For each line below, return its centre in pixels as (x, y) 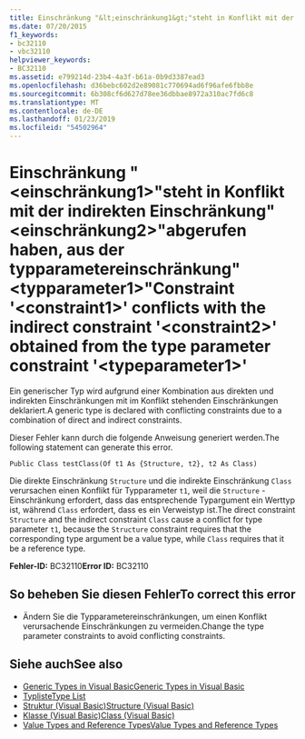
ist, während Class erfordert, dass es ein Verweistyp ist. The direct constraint (152, 509)
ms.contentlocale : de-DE (56, 111)
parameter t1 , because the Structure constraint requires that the (131, 529)
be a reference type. (48, 548)
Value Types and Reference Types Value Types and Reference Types (150, 724)
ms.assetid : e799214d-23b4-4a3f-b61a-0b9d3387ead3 (107, 77)
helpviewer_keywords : (50, 60)
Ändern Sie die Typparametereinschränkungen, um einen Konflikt (145, 616)
